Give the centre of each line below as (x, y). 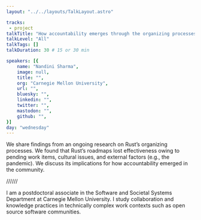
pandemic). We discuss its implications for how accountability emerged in (97, 163)
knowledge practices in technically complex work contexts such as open (96, 206)
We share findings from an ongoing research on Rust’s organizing (87, 144)
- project (21, 28)
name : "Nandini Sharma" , (48, 66)
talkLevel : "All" (28, 39)
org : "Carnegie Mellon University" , (63, 83)
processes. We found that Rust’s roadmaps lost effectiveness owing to (93, 151)
